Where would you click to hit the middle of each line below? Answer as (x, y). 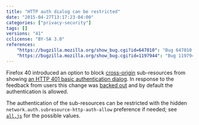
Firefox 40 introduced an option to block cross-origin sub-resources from (96, 72)
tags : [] (17, 28)
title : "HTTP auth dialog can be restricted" (63, 12)
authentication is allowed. (37, 91)
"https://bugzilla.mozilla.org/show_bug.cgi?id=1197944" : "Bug (97, 56)
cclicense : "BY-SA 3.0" (36, 39)
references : (21, 45)
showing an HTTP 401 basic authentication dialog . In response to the (90, 79)
